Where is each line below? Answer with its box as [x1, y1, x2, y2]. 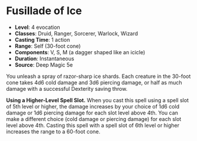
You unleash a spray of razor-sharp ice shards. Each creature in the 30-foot [6, 73, 191, 80]
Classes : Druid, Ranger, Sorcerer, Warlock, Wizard [14, 29, 138, 37]
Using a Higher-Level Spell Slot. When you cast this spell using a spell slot [6, 96, 189, 104]
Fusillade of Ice [6, 4, 82, 18]
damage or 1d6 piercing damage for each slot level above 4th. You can [6, 109, 179, 116]
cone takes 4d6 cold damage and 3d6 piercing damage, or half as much [6, 78, 182, 86]
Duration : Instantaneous [14, 55, 75, 62]
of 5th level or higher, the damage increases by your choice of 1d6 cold [6, 103, 180, 110]
